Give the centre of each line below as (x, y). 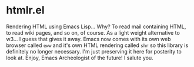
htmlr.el (26, 10)
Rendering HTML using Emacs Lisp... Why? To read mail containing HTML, (96, 26)
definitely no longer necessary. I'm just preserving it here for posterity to (94, 51)
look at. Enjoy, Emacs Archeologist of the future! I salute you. (80, 58)
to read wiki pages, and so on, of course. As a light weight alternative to (93, 32)
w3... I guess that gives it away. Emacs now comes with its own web (89, 39)
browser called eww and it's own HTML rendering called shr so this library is (97, 45)
